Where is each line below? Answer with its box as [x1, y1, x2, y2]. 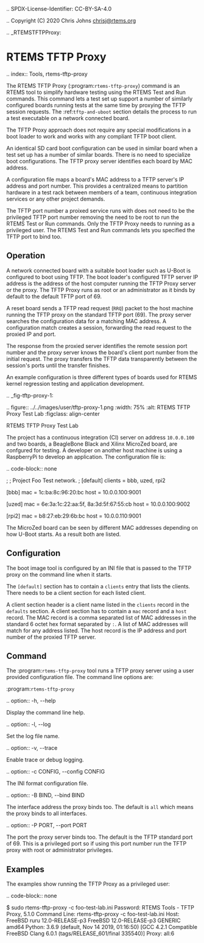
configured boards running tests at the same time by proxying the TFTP [6, 101, 186, 109]
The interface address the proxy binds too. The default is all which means [6, 803, 194, 811]
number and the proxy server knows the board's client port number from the [6, 349, 198, 356]
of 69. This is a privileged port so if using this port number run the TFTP [6, 840, 187, 847]
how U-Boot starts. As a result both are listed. [6, 530, 121, 538]
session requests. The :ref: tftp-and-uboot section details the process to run [6, 108, 197, 115]
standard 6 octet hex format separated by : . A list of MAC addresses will [6, 620, 188, 627]
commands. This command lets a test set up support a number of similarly [6, 94, 193, 102]
